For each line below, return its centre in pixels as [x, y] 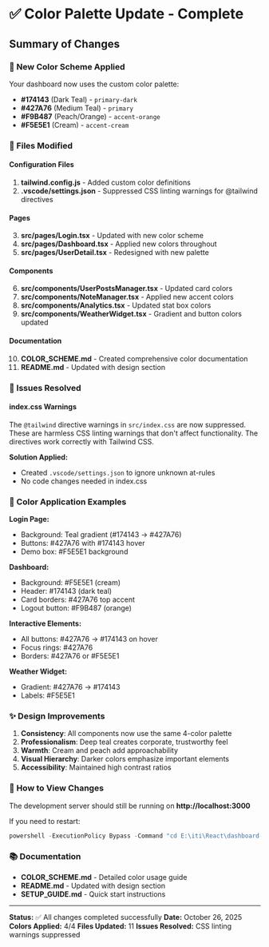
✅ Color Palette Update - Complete [127, 14]
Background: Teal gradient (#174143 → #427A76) [101, 535]
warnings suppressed [45, 934]
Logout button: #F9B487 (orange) [76, 608]
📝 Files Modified [41, 145]
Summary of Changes [65, 44]
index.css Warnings [43, 407]
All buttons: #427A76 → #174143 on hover [89, 639]
